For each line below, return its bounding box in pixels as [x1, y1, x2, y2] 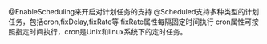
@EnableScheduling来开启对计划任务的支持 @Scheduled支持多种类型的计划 [8, 7, 259, 16]
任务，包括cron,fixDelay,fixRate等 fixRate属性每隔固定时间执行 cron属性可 [8, 17, 253, 26]
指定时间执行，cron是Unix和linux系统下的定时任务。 [14, 27, 188, 36]
